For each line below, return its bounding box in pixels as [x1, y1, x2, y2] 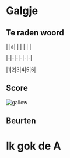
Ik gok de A [6, 140, 61, 153]
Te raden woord [6, 28, 64, 38]
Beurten [6, 116, 36, 126]
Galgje [6, 4, 38, 18]
